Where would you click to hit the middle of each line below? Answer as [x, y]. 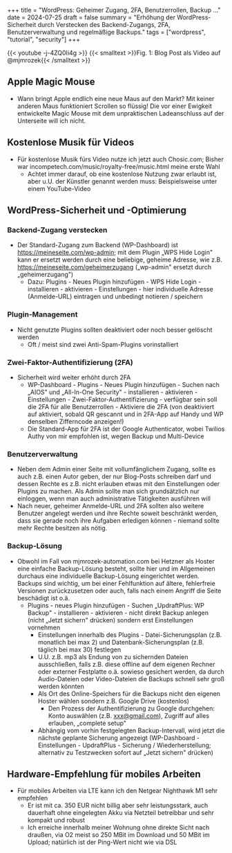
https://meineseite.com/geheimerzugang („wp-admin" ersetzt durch [114, 267]
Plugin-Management [42, 314]
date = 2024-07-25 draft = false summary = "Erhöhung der [91, 17]
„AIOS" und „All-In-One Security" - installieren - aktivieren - [113, 392]
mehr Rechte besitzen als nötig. [62, 528]
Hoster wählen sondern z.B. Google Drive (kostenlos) [114, 701]
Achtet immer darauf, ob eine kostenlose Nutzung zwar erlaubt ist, [122, 174]
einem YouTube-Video [59, 188]
